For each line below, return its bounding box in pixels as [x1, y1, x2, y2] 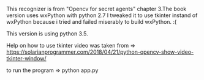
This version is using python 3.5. [6, 30, 88, 37]
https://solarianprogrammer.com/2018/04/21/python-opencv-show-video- [6, 48, 194, 56]
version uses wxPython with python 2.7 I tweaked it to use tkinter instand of [6, 12, 198, 19]
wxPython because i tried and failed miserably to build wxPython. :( [6, 18, 177, 25]
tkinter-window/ [6, 55, 47, 62]
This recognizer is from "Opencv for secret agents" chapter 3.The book [6, 5, 187, 12]
